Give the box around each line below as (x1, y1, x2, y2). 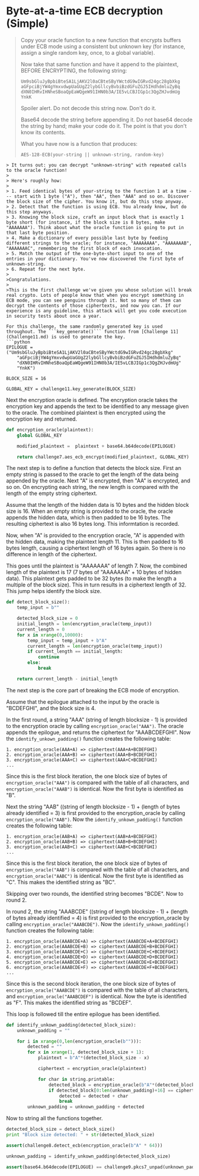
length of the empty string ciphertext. (6, 490, 98, 497)
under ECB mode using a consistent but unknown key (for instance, (20, 43, 185, 50)
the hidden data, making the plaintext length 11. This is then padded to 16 (6, 538, 184, 545)
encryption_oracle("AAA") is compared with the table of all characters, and (6, 779, 190, 786)
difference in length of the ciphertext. (6, 551, 98, 558)
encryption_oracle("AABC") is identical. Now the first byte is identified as (6, 872, 184, 879)
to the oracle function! (6, 167, 68, 173)
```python (6, 339, 31, 345)
